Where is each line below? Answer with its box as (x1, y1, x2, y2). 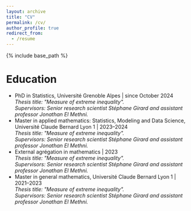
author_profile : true (6, 25, 59, 31)
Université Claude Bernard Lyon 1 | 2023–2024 (14, 123, 128, 130)
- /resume (11, 36, 35, 42)
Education (6, 73, 57, 86)
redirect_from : (6, 31, 43, 36)
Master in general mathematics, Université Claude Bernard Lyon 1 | (14, 173, 176, 180)
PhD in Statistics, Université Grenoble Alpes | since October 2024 (14, 92, 173, 99)
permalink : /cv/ (6, 19, 46, 25)
